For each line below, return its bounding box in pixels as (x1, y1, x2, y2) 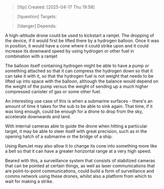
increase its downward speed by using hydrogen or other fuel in (5, 48, 135, 54)
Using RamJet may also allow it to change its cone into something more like (5, 143, 158, 148)
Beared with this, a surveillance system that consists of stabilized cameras (5, 158, 155, 163)
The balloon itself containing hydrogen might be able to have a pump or (5, 63, 149, 68)
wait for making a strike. (5, 178, 54, 184)
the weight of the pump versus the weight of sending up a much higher (5, 84, 148, 89)
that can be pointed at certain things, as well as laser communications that (5, 163, 155, 168)
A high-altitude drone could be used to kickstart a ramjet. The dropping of (5, 33, 154, 38)
